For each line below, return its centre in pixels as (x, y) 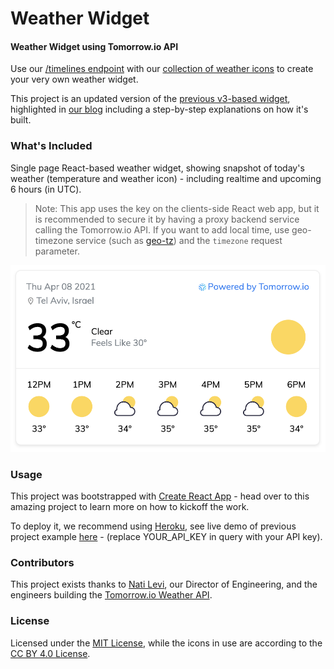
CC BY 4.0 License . (50, 653)
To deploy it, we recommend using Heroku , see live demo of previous (153, 526)
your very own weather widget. (74, 79)
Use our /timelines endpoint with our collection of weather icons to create (162, 69)
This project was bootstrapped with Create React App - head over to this (160, 496)
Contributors (42, 562)
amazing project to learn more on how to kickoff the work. (130, 506)
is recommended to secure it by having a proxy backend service (167, 219)
